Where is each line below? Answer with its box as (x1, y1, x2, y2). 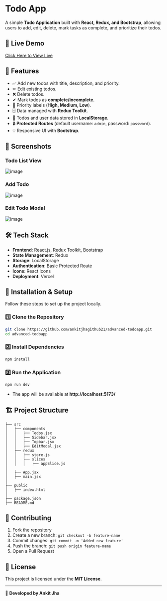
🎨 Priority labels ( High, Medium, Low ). (12, 102, 91, 108)
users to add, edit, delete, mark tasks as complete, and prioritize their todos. (5, 24, 162, 30)
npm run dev (5, 382, 30, 387)
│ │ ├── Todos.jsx (5, 431, 52, 436)
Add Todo (5, 181, 29, 188)
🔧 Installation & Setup (5, 288, 73, 297)
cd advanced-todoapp (5, 331, 48, 336)
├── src (5, 422, 21, 427)
